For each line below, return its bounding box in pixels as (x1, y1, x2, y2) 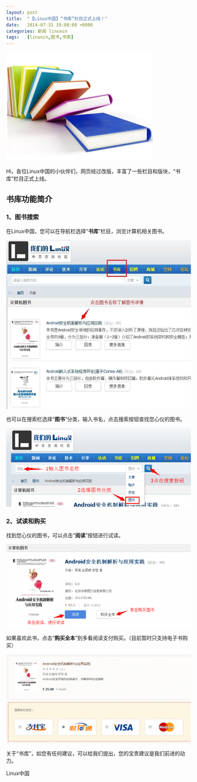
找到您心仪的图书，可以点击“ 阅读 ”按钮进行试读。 (6, 531, 124, 538)
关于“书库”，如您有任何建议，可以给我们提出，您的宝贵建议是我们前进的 (6, 750, 181, 757)
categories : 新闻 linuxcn (6, 28, 67, 34)
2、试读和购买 (6, 517, 46, 525)
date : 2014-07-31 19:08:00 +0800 (6, 22, 93, 28)
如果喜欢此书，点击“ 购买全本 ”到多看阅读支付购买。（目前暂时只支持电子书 (6, 634, 183, 641)
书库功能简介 (6, 194, 53, 204)
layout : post (6, 9, 38, 15)
